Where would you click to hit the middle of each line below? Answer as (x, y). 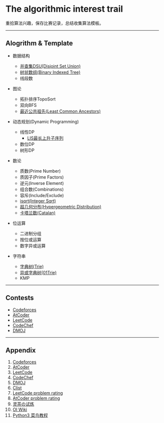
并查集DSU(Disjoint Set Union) (50, 66)
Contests (20, 298)
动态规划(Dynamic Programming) (46, 121)
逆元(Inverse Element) (42, 183)
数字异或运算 (33, 245)
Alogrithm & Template (39, 43)
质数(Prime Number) (40, 171)
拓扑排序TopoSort (38, 99)
